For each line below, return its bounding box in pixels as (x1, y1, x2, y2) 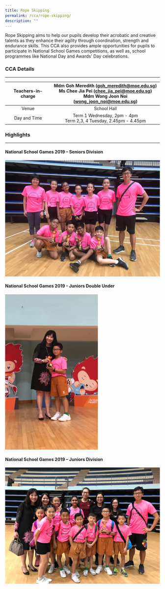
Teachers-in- (13, 88, 43, 94)
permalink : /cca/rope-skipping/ (5, 13, 71, 18)
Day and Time (14, 115, 42, 121)
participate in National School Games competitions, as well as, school (5, 48, 146, 54)
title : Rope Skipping (5, 8, 50, 13)
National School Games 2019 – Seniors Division (5, 149, 104, 155)
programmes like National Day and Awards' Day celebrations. (5, 53, 129, 59)
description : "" (5, 18, 38, 23)
